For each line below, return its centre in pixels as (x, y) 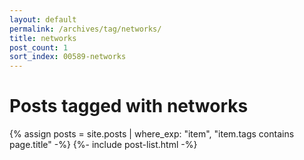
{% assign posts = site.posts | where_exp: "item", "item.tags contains (152, 134)
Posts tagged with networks (129, 106)
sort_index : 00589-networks (68, 57)
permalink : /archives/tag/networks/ (85, 29)
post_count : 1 (39, 47)
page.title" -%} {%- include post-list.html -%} (103, 145)
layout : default (43, 19)
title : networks (43, 38)
